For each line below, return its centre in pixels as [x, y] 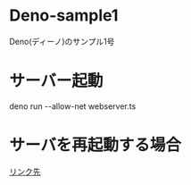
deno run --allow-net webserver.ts [73, 106]
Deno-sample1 [64, 16]
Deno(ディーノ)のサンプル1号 [62, 41]
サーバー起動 [56, 81]
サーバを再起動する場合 [95, 145]
